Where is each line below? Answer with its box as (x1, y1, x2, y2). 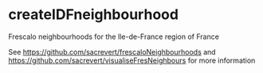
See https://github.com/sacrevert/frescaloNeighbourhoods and (8, 47, 217, 56)
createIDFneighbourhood (8, 6, 179, 24)
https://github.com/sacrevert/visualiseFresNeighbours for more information (8, 56, 256, 65)
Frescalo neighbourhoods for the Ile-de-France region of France (8, 32, 219, 41)
